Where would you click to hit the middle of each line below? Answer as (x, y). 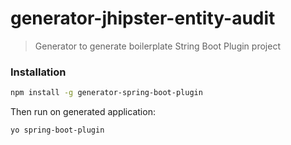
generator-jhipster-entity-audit (143, 18)
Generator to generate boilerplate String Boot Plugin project (157, 46)
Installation (38, 72)
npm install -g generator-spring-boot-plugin (106, 93)
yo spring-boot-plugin (57, 130)
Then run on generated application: (83, 112)
